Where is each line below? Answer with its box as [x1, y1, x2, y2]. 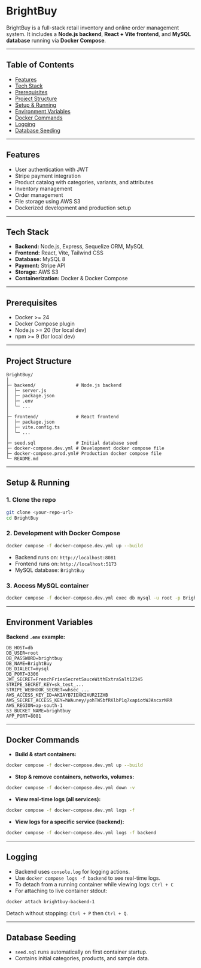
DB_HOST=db [6, 645, 33, 651]
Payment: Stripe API [14, 262, 66, 269]
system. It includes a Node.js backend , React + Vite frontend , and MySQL [6, 30, 191, 37]
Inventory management [14, 185, 73, 192]
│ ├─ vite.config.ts [6, 424, 60, 430]
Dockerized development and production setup [14, 204, 132, 211]
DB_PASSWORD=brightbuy [6, 655, 63, 661]
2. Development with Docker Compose [6, 529, 121, 538]
